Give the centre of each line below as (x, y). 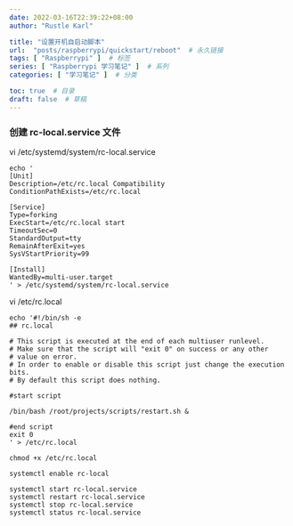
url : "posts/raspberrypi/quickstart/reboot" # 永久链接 (117, 50)
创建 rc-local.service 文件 (65, 132)
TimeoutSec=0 (33, 231)
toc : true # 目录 (42, 91)
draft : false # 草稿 (48, 99)
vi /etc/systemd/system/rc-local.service (82, 151)
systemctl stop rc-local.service (71, 505)
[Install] (28, 269)
